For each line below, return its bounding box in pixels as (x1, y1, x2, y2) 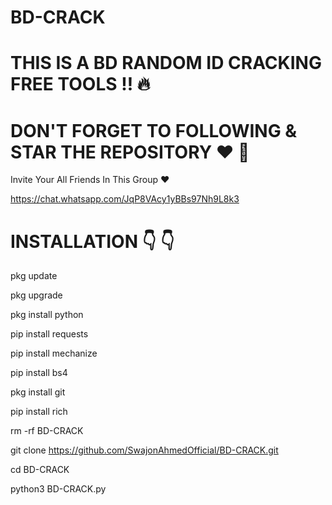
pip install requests (10, 328, 89, 340)
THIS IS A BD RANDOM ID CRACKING (10, 52, 322, 75)
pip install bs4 (10, 367, 68, 379)
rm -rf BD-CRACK (10, 425, 84, 437)
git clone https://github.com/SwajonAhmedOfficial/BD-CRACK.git (10, 444, 279, 456)
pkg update (10, 270, 58, 282)
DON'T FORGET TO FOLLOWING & (10, 119, 298, 142)
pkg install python (10, 309, 84, 321)
